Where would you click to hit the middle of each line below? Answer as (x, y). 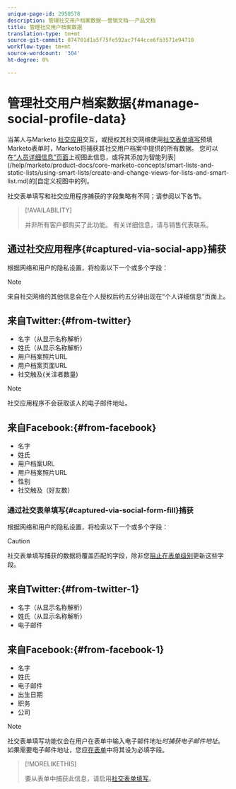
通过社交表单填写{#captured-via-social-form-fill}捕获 (101, 510)
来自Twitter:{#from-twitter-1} (73, 589)
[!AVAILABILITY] (48, 210)
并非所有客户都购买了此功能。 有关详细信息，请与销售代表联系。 (118, 224)
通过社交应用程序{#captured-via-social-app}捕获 (117, 249)
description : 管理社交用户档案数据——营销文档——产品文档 (82, 21)
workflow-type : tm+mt (39, 47)
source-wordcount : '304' (44, 54)
